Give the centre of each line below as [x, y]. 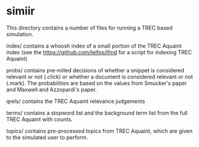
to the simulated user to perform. [47, 137]
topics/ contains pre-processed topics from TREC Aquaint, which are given [99, 131]
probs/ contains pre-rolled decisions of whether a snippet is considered [96, 70]
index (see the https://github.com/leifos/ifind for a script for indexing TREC [99, 52]
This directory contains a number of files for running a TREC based [90, 28]
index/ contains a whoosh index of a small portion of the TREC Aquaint [94, 46]
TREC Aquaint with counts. [39, 119]
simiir [21, 11]
